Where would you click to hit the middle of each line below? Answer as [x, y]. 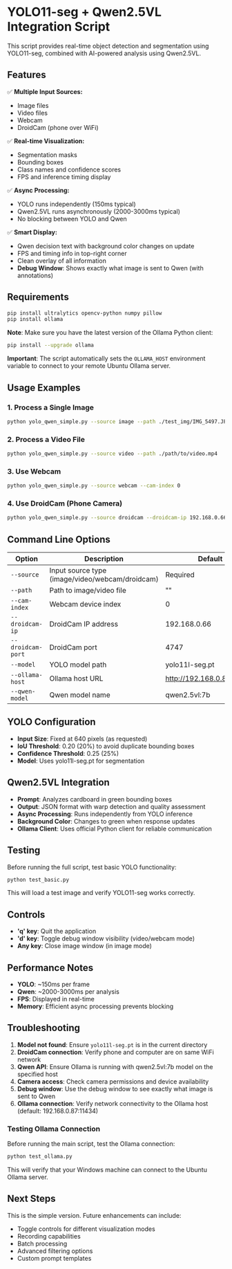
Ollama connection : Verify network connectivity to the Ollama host [113, 1103]
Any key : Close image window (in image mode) [84, 946]
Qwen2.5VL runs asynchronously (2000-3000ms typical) [99, 211]
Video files [32, 113]
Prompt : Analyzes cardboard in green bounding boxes [95, 799]
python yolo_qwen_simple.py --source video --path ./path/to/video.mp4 [112, 454]
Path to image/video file [88, 591]
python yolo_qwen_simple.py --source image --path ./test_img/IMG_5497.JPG [118, 422]
